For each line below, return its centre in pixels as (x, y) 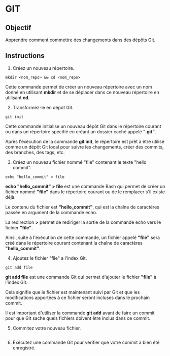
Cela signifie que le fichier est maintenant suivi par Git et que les (73, 292)
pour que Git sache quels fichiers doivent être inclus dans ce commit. (78, 318)
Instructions (25, 56)
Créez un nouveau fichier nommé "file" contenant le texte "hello (79, 162)
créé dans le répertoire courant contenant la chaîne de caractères (74, 243)
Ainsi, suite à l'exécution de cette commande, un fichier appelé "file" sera (83, 238)
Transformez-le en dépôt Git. (43, 107)
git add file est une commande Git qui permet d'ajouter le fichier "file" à (81, 277)
